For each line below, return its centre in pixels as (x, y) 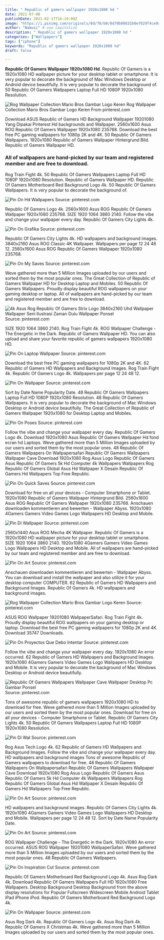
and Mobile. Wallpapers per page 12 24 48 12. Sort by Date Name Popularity (82, 818)
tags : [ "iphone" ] (23, 42)
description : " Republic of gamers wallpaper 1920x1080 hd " (69, 32)
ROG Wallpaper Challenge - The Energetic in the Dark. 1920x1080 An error (80, 842)
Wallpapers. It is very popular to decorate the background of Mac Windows (81, 402)
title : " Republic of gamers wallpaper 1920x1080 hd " (62, 10)
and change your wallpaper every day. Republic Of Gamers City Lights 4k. (80, 219)
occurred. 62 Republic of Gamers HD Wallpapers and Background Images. (80, 657)
